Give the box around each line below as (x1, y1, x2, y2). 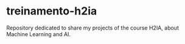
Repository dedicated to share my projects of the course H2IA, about (6, 24, 180, 31)
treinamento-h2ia (6, 4, 97, 18)
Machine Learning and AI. (6, 30, 71, 37)
